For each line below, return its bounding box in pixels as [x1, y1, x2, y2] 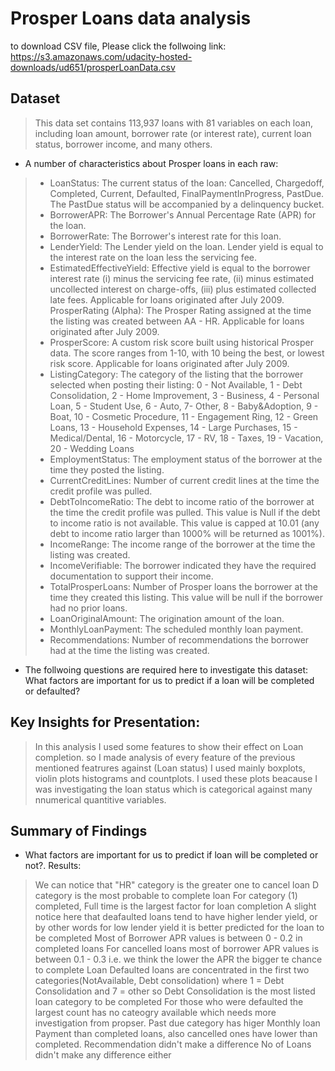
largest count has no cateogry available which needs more [34, 1007, 277, 1019]
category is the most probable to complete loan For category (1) [34, 890, 298, 902]
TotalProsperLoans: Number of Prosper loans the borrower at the [49, 580, 318, 592]
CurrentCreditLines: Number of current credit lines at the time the [49, 474, 320, 486]
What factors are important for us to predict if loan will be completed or [24, 849, 319, 861]
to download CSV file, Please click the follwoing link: [10, 40, 227, 52]
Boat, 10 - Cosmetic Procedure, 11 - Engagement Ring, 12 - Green [49, 410, 319, 422]
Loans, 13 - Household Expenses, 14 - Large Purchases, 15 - [49, 421, 298, 433]
